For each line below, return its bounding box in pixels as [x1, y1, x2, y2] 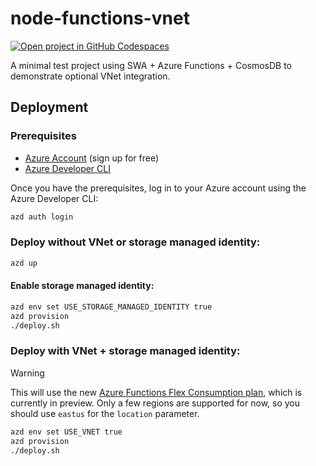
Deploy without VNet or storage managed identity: [10, 235, 261, 249]
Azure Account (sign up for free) [24, 152, 160, 164]
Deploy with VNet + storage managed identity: [10, 344, 241, 358]
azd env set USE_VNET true [10, 427, 123, 437]
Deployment [10, 99, 89, 116]
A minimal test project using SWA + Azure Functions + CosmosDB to [10, 59, 292, 71]
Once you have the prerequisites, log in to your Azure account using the [10, 182, 307, 194]
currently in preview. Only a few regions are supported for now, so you [10, 397, 301, 409]
